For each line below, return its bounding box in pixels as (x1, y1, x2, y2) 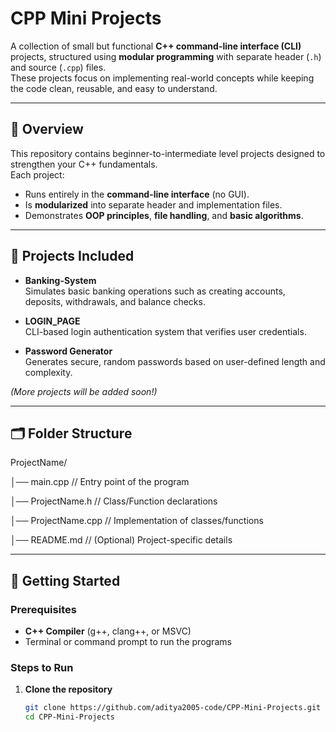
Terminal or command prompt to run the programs (24, 636, 232, 648)
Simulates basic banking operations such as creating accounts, (24, 285, 286, 297)
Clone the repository (24, 683, 113, 696)
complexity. (24, 366, 73, 378)
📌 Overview (10, 121, 84, 138)
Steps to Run (10, 660, 74, 674)
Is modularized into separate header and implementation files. (24, 198, 283, 211)
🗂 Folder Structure (10, 425, 133, 442)
